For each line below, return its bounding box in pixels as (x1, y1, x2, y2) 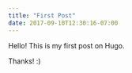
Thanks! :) (8, 56, 41, 66)
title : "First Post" (8, 11, 77, 20)
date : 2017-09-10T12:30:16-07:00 (8, 19, 119, 27)
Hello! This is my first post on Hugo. (8, 40, 125, 50)
